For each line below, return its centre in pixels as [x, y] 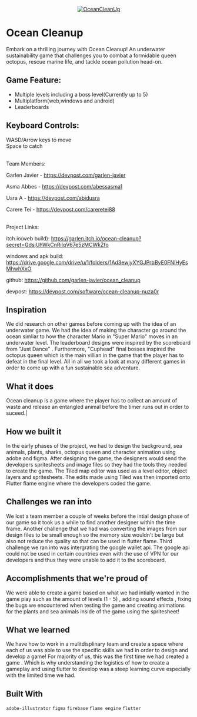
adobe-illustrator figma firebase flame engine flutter [74, 709]
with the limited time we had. [41, 675]
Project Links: [23, 227]
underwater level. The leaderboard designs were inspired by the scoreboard [98, 343]
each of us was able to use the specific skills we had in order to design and [97, 650]
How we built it [34, 432]
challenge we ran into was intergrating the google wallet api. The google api [98, 547]
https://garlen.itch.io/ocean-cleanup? [96, 238]
